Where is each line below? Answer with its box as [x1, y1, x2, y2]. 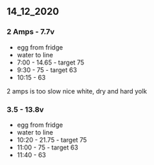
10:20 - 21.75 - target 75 [16, 135, 88, 144]
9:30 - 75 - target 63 [16, 65, 77, 74]
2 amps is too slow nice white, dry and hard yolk [6, 86, 148, 95]
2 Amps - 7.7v [6, 27, 55, 37]
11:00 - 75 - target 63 [16, 143, 78, 152]
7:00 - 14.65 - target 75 [16, 58, 85, 67]
